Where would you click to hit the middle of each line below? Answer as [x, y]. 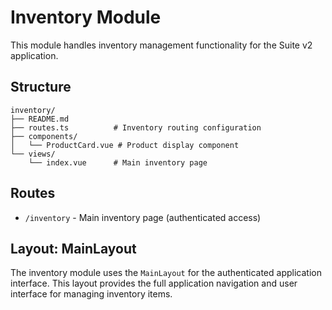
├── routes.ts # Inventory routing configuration [136, 127]
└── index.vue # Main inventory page [118, 162]
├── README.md [40, 119]
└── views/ [33, 154]
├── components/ [44, 136]
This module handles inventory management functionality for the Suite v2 [161, 45]
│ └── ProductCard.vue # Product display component [125, 145]
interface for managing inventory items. [91, 294]
